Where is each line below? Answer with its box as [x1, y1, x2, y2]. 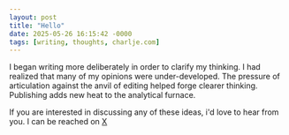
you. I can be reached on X [9, 116, 108, 127]
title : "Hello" [9, 21, 65, 30]
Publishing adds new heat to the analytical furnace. [9, 90, 196, 101]
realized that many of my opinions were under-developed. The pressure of [9, 71, 280, 82]
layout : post [9, 12, 57, 22]
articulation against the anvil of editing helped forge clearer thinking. [9, 80, 258, 91]
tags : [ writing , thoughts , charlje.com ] [9, 37, 161, 47]
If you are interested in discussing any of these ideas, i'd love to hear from [9, 107, 279, 117]
